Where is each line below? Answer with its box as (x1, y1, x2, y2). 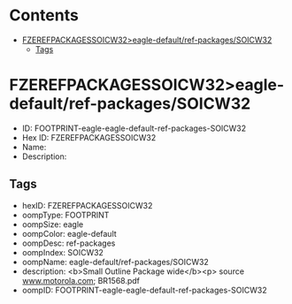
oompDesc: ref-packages (21, 238, 116, 248)
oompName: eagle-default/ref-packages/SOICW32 (21, 256, 210, 267)
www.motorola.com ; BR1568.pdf (21, 275, 140, 285)
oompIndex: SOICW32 (21, 247, 104, 257)
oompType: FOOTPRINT (21, 209, 110, 220)
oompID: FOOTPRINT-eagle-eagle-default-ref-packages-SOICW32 (21, 285, 267, 295)
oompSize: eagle (21, 218, 84, 230)
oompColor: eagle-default (21, 228, 117, 239)
